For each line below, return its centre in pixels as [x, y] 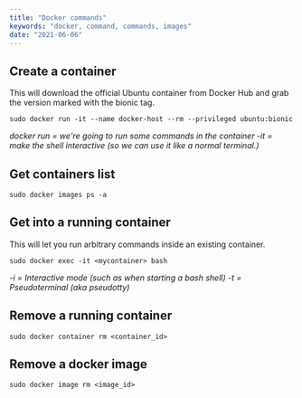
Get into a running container [90, 223]
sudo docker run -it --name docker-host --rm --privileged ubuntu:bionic [151, 119]
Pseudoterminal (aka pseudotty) [70, 287]
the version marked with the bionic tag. [82, 103]
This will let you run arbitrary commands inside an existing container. [137, 244]
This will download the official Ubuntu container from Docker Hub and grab [149, 93]
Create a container [63, 71]
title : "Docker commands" [58, 18]
